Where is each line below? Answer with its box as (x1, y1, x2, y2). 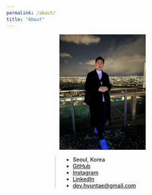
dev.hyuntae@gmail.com (72, 182, 136, 189)
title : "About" (6, 16, 45, 23)
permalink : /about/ (6, 10, 56, 16)
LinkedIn (72, 175, 95, 183)
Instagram (72, 169, 99, 176)
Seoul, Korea (72, 156, 106, 163)
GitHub (72, 162, 91, 169)
